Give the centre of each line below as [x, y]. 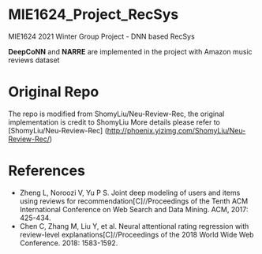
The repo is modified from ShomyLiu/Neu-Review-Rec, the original [116, 114]
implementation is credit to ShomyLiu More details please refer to [114, 122]
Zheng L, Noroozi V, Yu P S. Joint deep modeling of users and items [130, 192]
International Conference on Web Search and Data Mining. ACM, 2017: [134, 209]
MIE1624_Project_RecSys [94, 15]
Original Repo [54, 92]
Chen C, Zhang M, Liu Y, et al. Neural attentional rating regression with [134, 226]
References [47, 171]
